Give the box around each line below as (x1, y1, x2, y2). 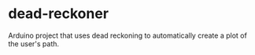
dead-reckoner (8, 5, 109, 23)
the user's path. (8, 38, 60, 48)
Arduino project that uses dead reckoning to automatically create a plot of (8, 31, 248, 40)
